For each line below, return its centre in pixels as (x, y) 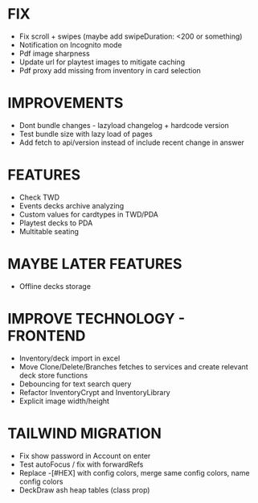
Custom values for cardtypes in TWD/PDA (88, 214)
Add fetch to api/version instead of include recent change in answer (131, 142)
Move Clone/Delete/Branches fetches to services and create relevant (133, 366)
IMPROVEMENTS (66, 103)
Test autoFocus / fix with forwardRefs (81, 464)
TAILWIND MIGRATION (85, 433)
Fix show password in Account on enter (85, 456)
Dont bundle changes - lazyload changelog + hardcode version (124, 125)
